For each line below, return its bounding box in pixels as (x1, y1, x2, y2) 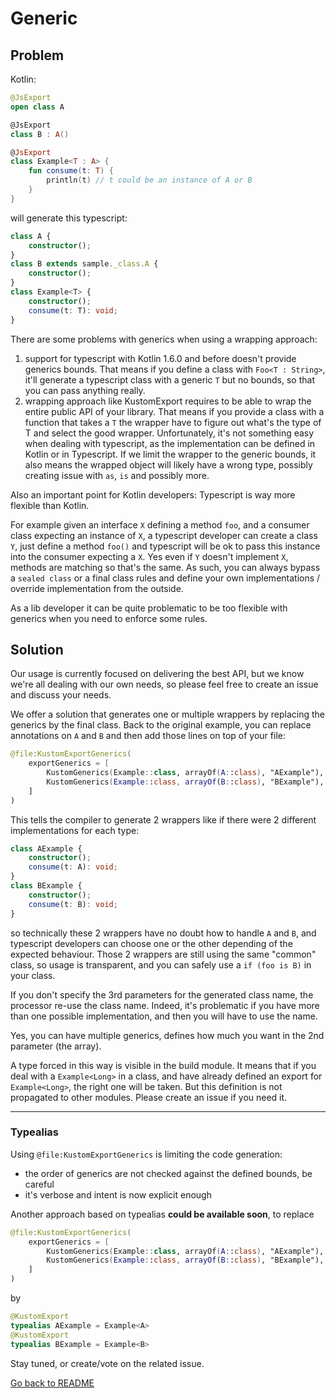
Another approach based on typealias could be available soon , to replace (10, 1208, 315, 1220)
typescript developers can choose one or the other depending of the (10, 937, 293, 949)
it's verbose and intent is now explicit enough (24, 1188, 212, 1201)
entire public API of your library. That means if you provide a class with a (24, 405, 325, 417)
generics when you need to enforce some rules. (10, 612, 208, 624)
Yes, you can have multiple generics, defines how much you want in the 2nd (10, 1029, 325, 1041)
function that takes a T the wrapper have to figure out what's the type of (24, 416, 322, 428)
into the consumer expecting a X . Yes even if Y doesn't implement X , (10, 550, 289, 562)
